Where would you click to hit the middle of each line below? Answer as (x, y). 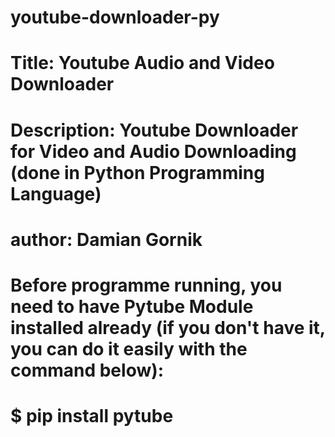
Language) (56, 193)
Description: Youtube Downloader (154, 130)
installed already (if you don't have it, (168, 327)
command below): (87, 370)
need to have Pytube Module (132, 306)
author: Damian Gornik (106, 239)
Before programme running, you (146, 285)
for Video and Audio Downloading (153, 151)
